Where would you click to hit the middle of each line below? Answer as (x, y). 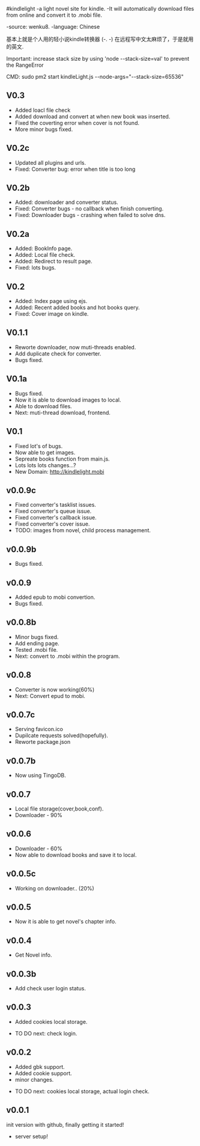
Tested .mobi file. (36, 649)
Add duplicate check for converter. (58, 354)
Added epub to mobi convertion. (55, 597)
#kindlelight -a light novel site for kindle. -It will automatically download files (100, 9)
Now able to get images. (45, 452)
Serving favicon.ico (39, 729)
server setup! (31, 1136)
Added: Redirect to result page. (54, 262)
